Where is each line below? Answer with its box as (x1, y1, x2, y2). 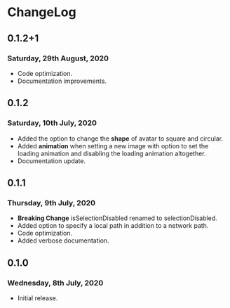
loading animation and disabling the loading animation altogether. (17, 149, 206, 158)
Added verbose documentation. (17, 236, 110, 245)
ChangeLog (7, 4, 76, 20)
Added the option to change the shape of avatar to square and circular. (17, 134, 223, 143)
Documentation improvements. (17, 77, 107, 85)
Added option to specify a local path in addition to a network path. (17, 222, 209, 230)
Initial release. (17, 293, 58, 302)
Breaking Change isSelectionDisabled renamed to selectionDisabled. (17, 214, 217, 222)
